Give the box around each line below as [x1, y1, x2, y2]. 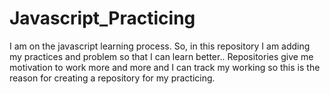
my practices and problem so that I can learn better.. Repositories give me [9, 50, 314, 62]
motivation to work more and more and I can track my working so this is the [9, 61, 321, 73]
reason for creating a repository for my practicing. [9, 72, 216, 84]
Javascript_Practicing [9, 7, 196, 30]
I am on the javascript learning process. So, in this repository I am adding [9, 40, 311, 52]
